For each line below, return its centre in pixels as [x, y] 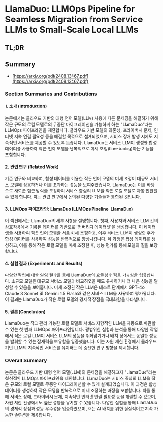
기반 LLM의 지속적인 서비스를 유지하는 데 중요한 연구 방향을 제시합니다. [72, 348]
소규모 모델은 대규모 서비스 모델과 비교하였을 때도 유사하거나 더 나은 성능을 [82, 281]
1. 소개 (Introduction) [26, 106]
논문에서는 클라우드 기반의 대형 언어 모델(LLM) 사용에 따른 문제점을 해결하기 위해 [82, 118]
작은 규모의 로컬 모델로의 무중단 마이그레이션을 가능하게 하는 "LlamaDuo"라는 [79, 124]
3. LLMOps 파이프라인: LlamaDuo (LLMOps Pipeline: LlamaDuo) [69, 209]
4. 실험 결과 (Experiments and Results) [44, 263]
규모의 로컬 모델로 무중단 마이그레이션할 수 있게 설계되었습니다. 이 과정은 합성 [83, 384]
